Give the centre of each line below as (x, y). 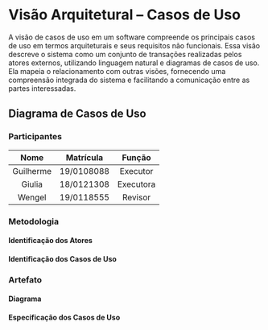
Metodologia (33, 221)
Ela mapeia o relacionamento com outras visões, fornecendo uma (117, 71)
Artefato (25, 279)
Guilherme (32, 171)
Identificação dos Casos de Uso (62, 258)
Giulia (32, 184)
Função (136, 157)
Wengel (32, 197)
